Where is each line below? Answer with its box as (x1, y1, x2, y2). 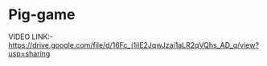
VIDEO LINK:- (8, 32, 54, 41)
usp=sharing (8, 49, 51, 58)
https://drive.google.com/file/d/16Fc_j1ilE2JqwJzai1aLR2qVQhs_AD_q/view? (8, 40, 260, 49)
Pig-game (8, 6, 76, 24)
